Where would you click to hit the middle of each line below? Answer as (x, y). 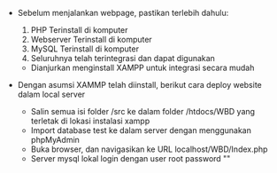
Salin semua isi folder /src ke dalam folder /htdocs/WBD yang (142, 111)
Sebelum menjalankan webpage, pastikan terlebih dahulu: (123, 13)
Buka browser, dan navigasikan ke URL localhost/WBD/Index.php (149, 149)
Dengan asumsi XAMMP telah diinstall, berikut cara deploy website (140, 85)
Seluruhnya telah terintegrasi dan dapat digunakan (123, 58)
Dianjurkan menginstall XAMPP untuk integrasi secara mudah (142, 67)
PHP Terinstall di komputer (79, 30)
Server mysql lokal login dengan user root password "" (131, 158)
